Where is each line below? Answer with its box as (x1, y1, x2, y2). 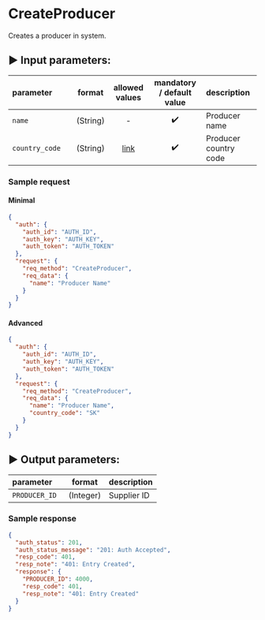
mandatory (153, 77, 197, 88)
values (115, 92, 142, 103)
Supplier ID (109, 490, 150, 501)
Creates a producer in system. (8, 31, 106, 40)
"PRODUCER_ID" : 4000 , (22, 575, 93, 584)
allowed (113, 82, 144, 93)
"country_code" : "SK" (28, 409, 101, 417)
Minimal (8, 196, 35, 205)
